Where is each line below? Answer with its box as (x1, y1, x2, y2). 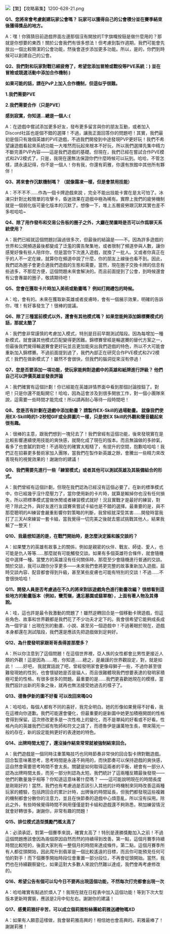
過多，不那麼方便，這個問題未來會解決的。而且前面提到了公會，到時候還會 (9, 268, 165, 274)
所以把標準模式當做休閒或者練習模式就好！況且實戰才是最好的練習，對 (14, 497, 160, 503)
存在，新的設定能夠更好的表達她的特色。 (14, 729, 99, 735)
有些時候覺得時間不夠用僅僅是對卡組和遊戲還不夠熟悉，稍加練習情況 (22, 801, 165, 808)
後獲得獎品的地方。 (5, 23, 46, 28)
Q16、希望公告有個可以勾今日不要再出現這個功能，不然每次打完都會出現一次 (5, 879, 164, 884)
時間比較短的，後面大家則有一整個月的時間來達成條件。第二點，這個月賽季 (5, 842, 160, 848)
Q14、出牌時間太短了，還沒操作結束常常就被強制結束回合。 (5, 740, 129, 746)
